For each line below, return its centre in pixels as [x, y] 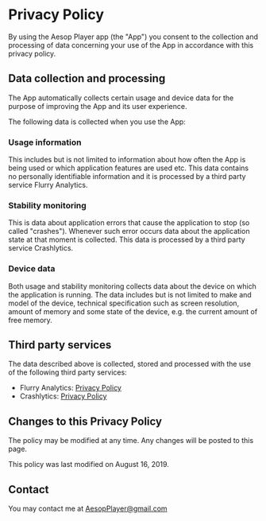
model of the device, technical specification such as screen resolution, [124, 303]
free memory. [31, 320]
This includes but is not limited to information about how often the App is [127, 160]
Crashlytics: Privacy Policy [63, 396]
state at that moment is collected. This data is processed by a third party [127, 239]
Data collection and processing [87, 78]
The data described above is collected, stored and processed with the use [130, 364]
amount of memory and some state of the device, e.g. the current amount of [133, 311]
